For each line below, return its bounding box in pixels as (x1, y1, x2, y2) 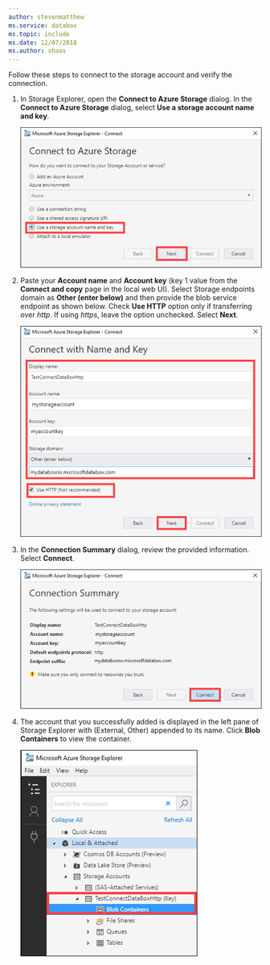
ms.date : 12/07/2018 (8, 39, 78, 47)
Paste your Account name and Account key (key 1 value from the (19, 276, 239, 286)
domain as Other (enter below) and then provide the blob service (19, 293, 237, 303)
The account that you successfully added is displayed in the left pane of (19, 717, 260, 727)
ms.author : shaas (8, 47, 67, 56)
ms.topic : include (8, 30, 70, 38)
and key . (19, 111, 50, 121)
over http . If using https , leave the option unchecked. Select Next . (19, 310, 239, 320)
